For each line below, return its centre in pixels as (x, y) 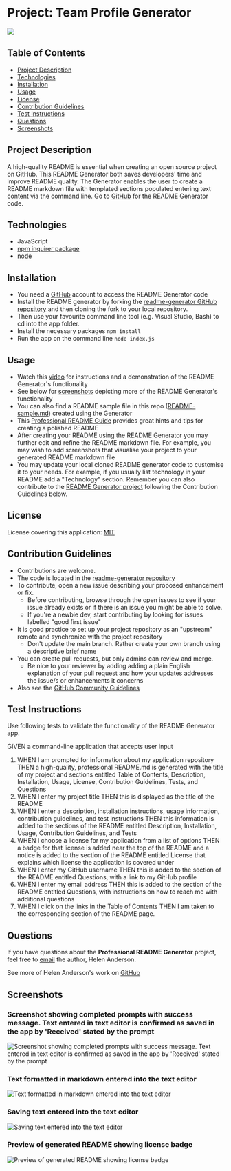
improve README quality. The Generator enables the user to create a (105, 181)
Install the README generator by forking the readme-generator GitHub (117, 302)
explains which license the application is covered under (96, 863)
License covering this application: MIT (61, 532)
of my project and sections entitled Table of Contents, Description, (111, 774)
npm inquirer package (48, 249)
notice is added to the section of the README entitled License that (111, 855)
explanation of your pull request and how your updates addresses (120, 673)
